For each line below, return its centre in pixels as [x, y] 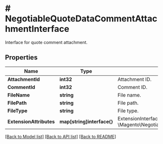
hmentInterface [37, 29]
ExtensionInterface [139, 118]
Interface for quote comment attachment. [46, 42]
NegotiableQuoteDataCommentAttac [81, 19]
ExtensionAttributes [31, 121]
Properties [21, 58]
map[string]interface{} [86, 121]
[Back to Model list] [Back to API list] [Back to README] [61, 136]
